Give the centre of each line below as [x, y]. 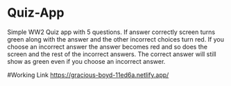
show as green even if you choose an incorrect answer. [86, 61]
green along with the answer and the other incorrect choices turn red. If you [115, 39]
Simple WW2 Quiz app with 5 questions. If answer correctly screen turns [111, 32]
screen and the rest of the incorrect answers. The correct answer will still [112, 54]
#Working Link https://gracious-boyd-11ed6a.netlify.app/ [88, 75]
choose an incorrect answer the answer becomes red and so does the [108, 46]
